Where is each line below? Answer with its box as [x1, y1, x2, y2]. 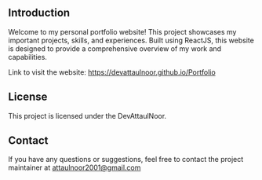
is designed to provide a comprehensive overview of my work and [8, 43, 222, 53]
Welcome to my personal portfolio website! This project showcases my [8, 27, 237, 36]
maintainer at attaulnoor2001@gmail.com [8, 163, 141, 172]
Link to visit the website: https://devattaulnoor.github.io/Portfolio [8, 67, 216, 77]
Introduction [8, 6, 71, 20]
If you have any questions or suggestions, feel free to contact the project [8, 155, 244, 164]
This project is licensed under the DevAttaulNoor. [8, 111, 167, 120]
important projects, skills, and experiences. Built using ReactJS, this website [8, 35, 255, 45]
